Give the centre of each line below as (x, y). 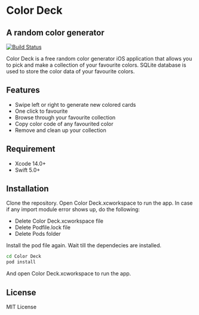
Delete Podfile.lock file (42, 227)
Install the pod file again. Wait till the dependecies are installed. (84, 245)
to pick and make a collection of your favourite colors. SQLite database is (96, 65)
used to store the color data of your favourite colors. (71, 71)
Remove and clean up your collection (60, 130)
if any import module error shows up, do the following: (73, 209)
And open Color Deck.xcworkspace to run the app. (69, 274)
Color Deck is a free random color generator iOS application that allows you (99, 58)
